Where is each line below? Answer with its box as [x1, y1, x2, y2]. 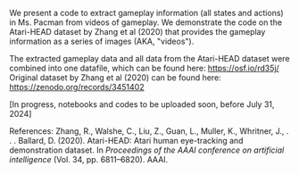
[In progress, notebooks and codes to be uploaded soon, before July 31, [9, 99, 275, 110]
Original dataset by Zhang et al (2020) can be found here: [9, 72, 221, 83]
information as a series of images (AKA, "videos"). [9, 36, 195, 46]
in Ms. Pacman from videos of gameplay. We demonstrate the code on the [9, 17, 283, 28]
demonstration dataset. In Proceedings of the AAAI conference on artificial [9, 145, 285, 155]
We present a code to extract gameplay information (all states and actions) [9, 8, 284, 18]
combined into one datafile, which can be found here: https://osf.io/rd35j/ [9, 62, 279, 73]
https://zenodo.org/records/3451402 [9, 82, 145, 92]
